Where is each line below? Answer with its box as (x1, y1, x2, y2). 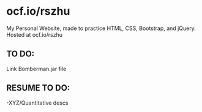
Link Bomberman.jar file (6, 65, 67, 72)
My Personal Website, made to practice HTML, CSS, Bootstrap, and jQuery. (6, 24, 196, 32)
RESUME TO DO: (6, 83, 70, 93)
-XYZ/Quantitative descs (6, 99, 69, 106)
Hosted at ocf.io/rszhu (6, 31, 63, 38)
